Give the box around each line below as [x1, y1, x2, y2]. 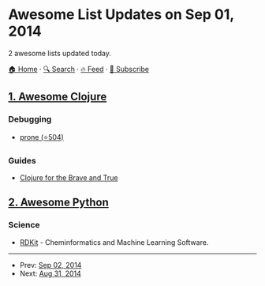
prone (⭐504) [19, 132, 65, 141]
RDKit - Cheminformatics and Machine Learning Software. [19, 237, 209, 246]
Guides [8, 155, 37, 166]
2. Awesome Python [8, 196, 109, 209]
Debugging [8, 114, 52, 125]
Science [8, 220, 41, 231]
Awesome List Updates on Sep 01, [8, 6, 234, 24]
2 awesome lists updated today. [8, 48, 112, 58]
